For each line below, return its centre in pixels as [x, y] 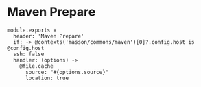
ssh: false [29, 54]
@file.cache [36, 66]
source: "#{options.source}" [67, 72]
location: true [47, 78]
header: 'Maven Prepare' [49, 36]
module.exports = [32, 30]
